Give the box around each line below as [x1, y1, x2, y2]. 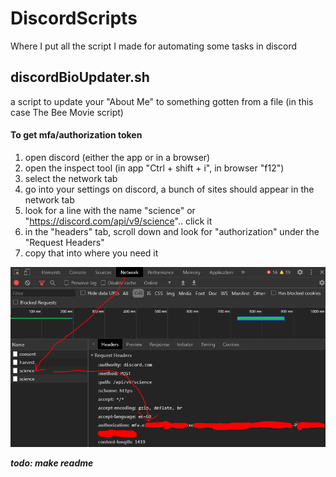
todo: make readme [10, 457, 94, 469]
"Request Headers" [24, 236, 105, 248]
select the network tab [24, 172, 118, 184]
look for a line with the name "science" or [24, 204, 196, 216]
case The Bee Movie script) [10, 106, 124, 118]
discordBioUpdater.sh [10, 69, 150, 86]
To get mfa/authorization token [10, 129, 143, 141]
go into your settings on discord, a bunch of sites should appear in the [24, 183, 315, 195]
